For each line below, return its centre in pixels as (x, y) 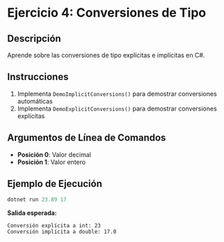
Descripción (34, 39)
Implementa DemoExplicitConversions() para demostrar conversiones (117, 108)
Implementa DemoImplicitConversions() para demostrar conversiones (117, 94)
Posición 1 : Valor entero (51, 162)
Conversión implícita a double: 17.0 (62, 232)
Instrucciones (38, 77)
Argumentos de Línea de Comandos (87, 138)
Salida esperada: (32, 213)
